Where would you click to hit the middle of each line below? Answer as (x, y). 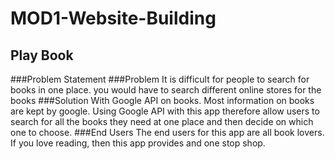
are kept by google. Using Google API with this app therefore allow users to (165, 111)
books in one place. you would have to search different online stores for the (166, 90)
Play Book (42, 55)
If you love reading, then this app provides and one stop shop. (138, 143)
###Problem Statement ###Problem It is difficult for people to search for (160, 79)
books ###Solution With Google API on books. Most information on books (162, 100)
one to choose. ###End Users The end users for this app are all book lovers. (167, 132)
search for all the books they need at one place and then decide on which (162, 121)
